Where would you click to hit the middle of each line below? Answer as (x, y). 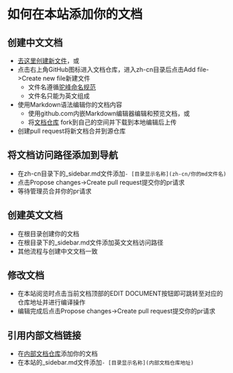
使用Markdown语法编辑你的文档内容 (70, 105)
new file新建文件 (67, 78)
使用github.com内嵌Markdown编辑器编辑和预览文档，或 (109, 113)
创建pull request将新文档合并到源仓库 (72, 131)
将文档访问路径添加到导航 (62, 155)
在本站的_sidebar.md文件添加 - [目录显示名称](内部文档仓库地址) (106, 362)
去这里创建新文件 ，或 (48, 61)
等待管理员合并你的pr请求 (54, 191)
